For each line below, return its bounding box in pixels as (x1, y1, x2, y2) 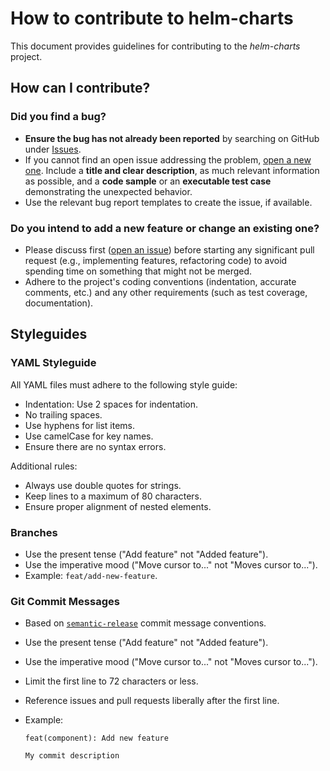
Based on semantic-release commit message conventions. (24, 617, 267, 629)
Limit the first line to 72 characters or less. (24, 675, 199, 687)
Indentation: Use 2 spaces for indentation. (24, 398, 199, 410)
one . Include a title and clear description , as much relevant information (24, 164, 320, 176)
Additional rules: (10, 460, 78, 472)
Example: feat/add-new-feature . (24, 569, 158, 581)
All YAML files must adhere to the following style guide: (10, 378, 238, 391)
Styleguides (10, 326, 88, 343)
